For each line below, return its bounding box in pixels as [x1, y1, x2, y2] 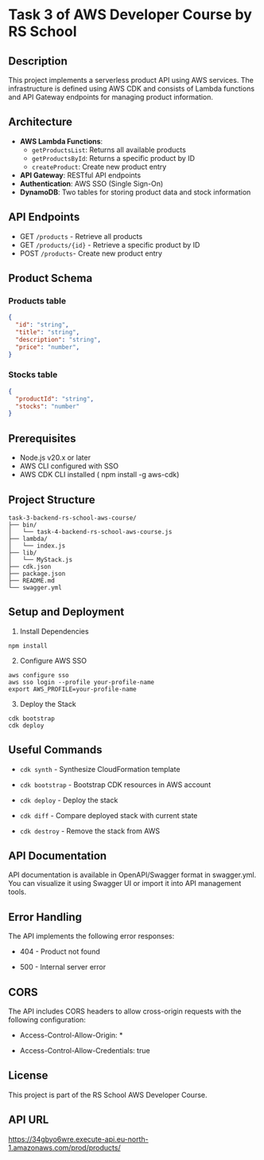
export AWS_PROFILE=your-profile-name [8, 685, 137, 693]
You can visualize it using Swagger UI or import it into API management [8, 879, 242, 888]
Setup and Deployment [8, 605, 125, 619]
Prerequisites [8, 432, 76, 445]
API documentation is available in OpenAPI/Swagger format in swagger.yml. [8, 870, 257, 880]
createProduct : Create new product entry [31, 162, 167, 171]
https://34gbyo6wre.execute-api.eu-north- [8, 1134, 149, 1144]
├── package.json [8, 570, 66, 578]
